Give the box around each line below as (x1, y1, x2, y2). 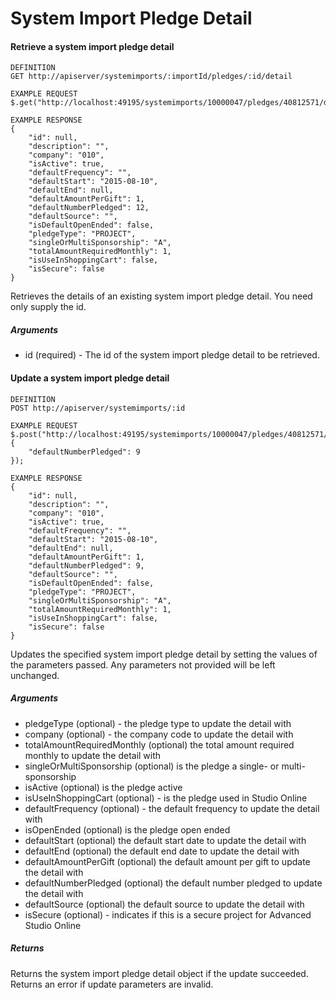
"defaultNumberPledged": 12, (28, 203, 150, 213)
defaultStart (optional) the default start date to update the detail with (24, 834, 307, 846)
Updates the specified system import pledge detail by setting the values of (10, 648, 318, 660)
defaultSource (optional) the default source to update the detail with (24, 898, 305, 910)
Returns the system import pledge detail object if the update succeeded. (10, 967, 309, 979)
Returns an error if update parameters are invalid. (10, 978, 214, 990)
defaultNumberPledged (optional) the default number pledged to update (24, 877, 323, 889)
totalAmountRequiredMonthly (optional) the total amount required (24, 738, 295, 751)
